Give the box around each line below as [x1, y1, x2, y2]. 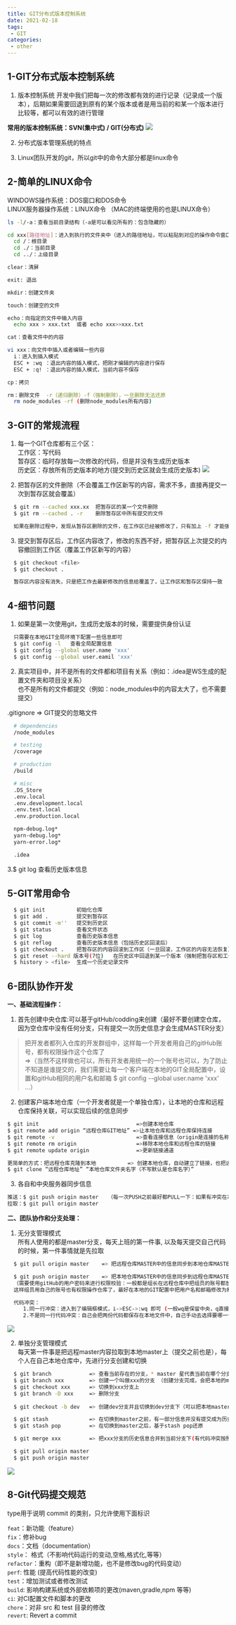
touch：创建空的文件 [7, 302, 60, 309]
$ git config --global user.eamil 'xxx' [13, 653, 133, 660]
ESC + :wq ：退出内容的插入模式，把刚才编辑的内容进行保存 [13, 360, 166, 367]
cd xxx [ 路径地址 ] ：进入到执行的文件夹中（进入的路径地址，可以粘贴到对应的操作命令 [7, 232, 221, 239]
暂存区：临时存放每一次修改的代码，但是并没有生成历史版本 [17, 457, 190, 465]
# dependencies [13, 722, 58, 729]
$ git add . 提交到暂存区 [13, 913, 108, 921]
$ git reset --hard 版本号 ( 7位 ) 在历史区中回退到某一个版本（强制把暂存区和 [13, 952, 223, 959]
